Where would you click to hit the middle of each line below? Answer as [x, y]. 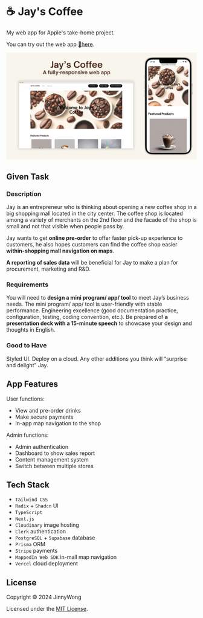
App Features [32, 384]
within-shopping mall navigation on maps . [60, 251]
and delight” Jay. [27, 365]
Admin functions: [27, 435]
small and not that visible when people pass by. [65, 227]
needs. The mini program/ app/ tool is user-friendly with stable [84, 304]
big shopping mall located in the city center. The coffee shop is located [95, 214]
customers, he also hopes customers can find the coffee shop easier [92, 245]
